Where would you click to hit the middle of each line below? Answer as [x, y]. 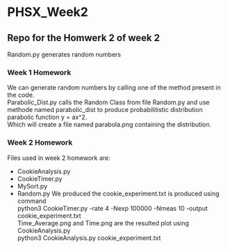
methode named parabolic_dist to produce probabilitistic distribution [105, 110]
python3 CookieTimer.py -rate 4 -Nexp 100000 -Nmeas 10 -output [113, 208]
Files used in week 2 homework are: [59, 158]
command [32, 201]
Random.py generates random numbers [64, 54]
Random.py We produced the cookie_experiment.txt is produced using [118, 193]
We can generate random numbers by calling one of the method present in [114, 88]
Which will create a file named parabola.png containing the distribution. [109, 124]
